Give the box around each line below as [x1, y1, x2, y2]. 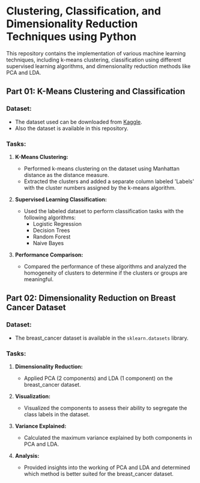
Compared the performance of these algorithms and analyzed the [23, 263, 187, 270]
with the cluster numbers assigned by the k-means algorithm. [23, 184, 176, 191]
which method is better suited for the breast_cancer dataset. [23, 470, 174, 477]
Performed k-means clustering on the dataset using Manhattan [23, 164, 180, 172]
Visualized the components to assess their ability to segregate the [23, 404, 187, 411]
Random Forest [32, 233, 71, 240]
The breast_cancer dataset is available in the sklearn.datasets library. [14, 334, 189, 341]
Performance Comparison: [14, 251, 83, 258]
